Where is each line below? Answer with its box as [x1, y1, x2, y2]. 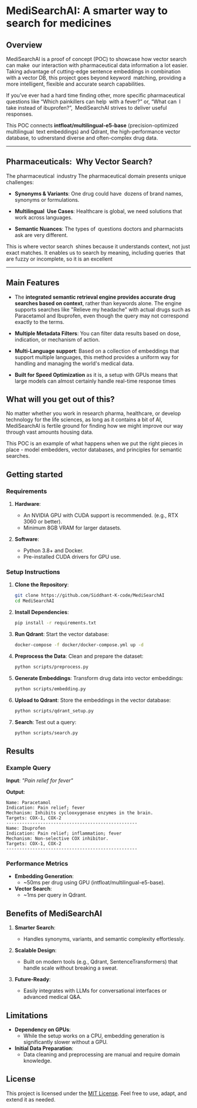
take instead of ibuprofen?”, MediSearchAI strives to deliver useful [6, 104, 167, 111]
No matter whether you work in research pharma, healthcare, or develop [6, 410, 181, 417]
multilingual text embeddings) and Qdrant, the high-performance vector [6, 128, 181, 135]
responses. [6, 110, 33, 117]
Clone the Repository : [14, 581, 69, 588]
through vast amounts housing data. [6, 428, 94, 435]
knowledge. [23, 1058, 52, 1065]
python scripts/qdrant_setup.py [14, 708, 94, 714]
